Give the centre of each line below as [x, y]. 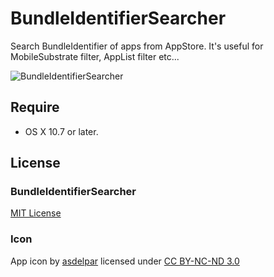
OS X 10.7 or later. [61, 131]
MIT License [36, 213]
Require [35, 107]
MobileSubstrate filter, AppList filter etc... [95, 56]
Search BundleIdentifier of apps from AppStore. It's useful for [137, 46]
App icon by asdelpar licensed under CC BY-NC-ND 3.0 [125, 261]
